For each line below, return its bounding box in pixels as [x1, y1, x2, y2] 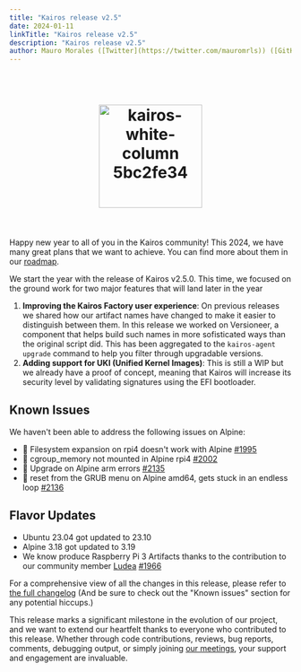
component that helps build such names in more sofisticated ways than [21, 329, 287, 340]
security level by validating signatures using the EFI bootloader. [21, 377, 257, 388]
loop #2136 [21, 482, 64, 493]
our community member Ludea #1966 [21, 560, 162, 571]
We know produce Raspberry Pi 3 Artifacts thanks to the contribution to [21, 551, 287, 562]
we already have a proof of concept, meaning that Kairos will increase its [21, 367, 292, 378]
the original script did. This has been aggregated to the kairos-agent [21, 338, 276, 350]
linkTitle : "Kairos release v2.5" [9, 30, 139, 39]
